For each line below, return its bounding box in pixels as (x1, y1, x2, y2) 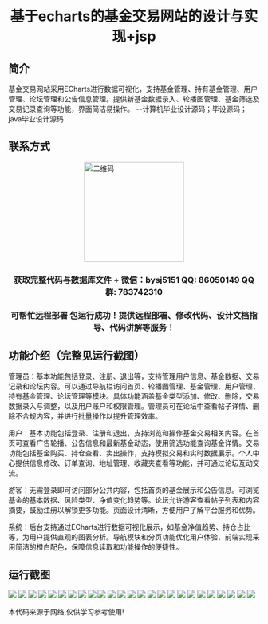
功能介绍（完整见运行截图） (8, 349, 145, 363)
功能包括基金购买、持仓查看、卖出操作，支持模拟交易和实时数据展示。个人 (8, 448, 253, 458)
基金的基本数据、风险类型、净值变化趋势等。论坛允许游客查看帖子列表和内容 (8, 495, 260, 505)
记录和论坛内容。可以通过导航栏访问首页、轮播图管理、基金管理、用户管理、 (8, 381, 260, 391)
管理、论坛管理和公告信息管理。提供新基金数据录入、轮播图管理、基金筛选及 (8, 94, 260, 104)
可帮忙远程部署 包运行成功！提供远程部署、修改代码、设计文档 (10, 309, 250, 320)
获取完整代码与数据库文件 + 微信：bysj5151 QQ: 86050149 (13, 274, 240, 285)
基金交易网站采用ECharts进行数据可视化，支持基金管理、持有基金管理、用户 (8, 85, 258, 93)
